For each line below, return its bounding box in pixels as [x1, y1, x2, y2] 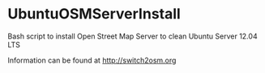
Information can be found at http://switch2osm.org [7, 55, 177, 65]
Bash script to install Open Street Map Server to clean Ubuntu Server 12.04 [7, 31, 258, 41]
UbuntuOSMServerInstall [7, 5, 182, 23]
